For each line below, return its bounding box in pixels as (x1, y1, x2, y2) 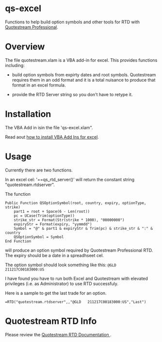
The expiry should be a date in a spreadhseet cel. (5, 252, 104, 258)
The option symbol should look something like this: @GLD (5, 262, 116, 268)
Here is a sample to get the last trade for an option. (5, 290, 107, 296)
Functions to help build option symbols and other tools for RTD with (5, 19, 140, 25)
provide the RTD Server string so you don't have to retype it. (12, 91, 133, 97)
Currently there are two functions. (5, 167, 73, 173)
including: (5, 62, 25, 68)
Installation (5, 109, 51, 120)
